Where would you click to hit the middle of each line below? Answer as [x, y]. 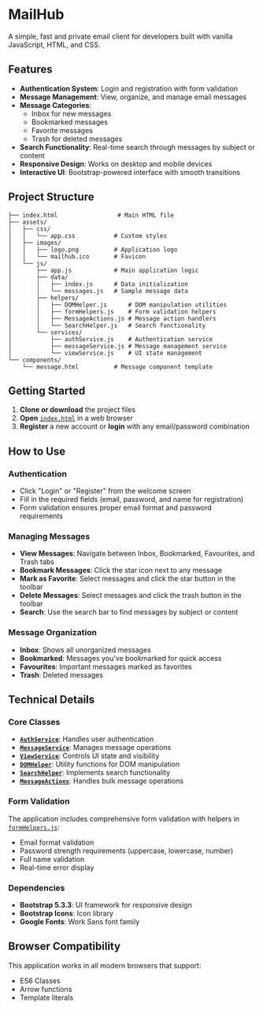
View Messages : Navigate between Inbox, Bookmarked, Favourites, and [137, 554]
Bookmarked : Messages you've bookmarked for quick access [120, 658]
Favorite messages [62, 130]
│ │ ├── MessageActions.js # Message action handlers [112, 318]
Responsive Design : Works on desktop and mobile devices [116, 164]
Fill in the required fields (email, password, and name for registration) [131, 499]
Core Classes [34, 722]
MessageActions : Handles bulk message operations [101, 781]
